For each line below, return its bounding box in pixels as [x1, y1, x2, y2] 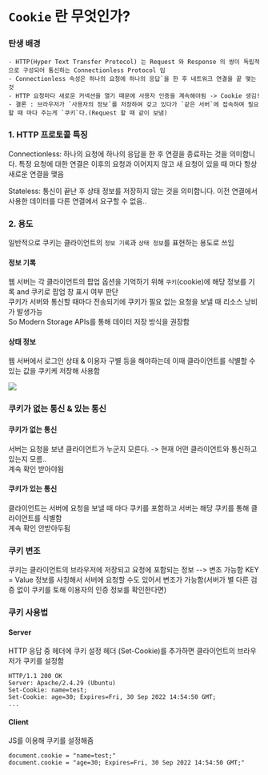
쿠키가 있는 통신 [8, 484, 58, 494]
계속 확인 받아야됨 [8, 464, 64, 474]
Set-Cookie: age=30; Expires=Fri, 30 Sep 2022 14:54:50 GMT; [8, 693, 217, 701]
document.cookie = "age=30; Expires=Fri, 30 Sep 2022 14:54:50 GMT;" [8, 759, 246, 767]
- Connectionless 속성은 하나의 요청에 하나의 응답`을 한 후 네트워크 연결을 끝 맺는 [8, 75, 257, 83]
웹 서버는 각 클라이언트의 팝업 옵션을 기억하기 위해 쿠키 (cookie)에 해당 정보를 [8, 277, 247, 287]
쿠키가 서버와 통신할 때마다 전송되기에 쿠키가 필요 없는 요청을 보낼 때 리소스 [8, 297, 243, 307]
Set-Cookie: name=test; [8, 686, 88, 694]
